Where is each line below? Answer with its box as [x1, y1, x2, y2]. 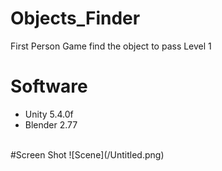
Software [10, 75, 88, 98]
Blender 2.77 [24, 118, 78, 131]
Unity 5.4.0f [24, 108, 74, 120]
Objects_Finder [10, 7, 141, 30]
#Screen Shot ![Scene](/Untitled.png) [10, 148, 165, 161]
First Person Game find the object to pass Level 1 [10, 40, 212, 52]
